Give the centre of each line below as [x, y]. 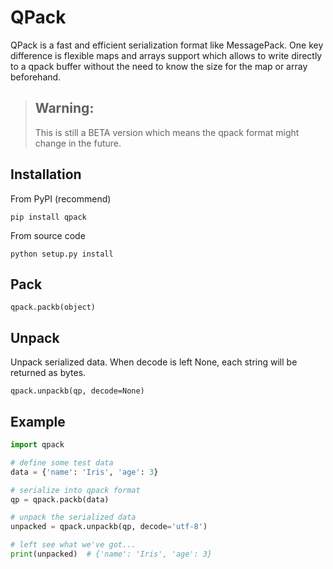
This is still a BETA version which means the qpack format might [167, 132]
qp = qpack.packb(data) [60, 499]
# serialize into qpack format [75, 490]
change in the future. [78, 143]
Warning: [64, 108]
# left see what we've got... [73, 545]
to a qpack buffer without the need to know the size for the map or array [159, 66]
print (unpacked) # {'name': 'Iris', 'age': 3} [111, 554]
